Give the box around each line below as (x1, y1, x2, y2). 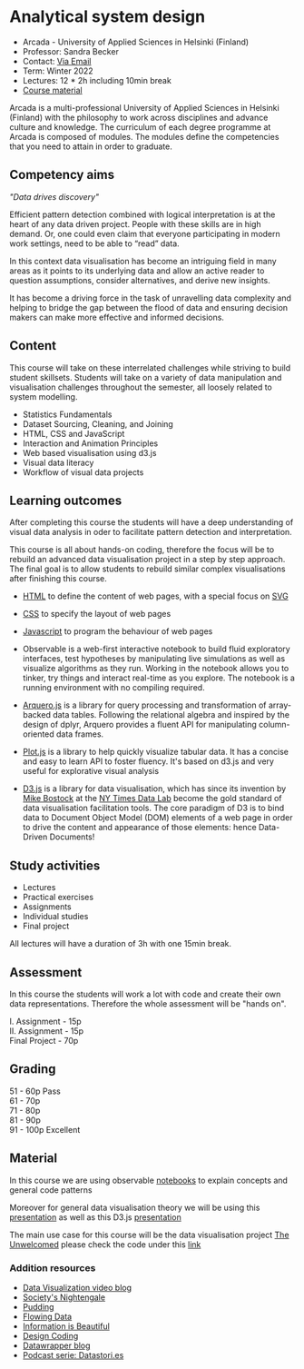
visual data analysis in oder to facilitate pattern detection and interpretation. (9, 527, 292, 538)
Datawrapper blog (22, 1340, 91, 1351)
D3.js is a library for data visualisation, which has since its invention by (22, 783, 287, 794)
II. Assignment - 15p (9, 1026, 84, 1037)
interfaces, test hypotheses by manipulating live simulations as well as (22, 653, 286, 664)
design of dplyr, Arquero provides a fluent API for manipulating (22, 719, 257, 730)
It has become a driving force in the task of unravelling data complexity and (9, 293, 292, 303)
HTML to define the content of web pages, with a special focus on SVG (22, 590, 289, 601)
